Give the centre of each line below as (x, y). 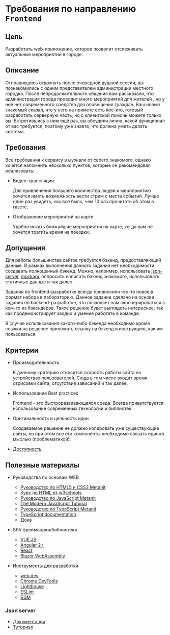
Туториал (23, 627)
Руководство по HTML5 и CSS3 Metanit (63, 487)
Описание (22, 70)
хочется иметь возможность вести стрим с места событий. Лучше (86, 196)
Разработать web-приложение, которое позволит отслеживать (74, 49)
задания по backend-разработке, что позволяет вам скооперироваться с (85, 303)
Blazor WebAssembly (42, 556)
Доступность (27, 449)
